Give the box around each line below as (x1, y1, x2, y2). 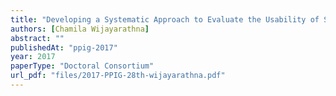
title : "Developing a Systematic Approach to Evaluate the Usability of (10, 14, 320, 25)
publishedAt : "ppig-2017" (10, 42, 118, 53)
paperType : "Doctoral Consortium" (10, 61, 155, 71)
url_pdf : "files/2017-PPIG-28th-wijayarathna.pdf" (10, 71, 226, 81)
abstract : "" (10, 33, 65, 43)
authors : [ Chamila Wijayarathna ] (10, 24, 150, 34)
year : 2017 (10, 52, 56, 62)
